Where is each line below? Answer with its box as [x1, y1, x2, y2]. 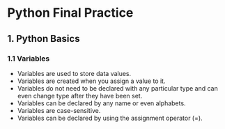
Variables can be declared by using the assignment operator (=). [17, 114, 203, 122]
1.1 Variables [7, 54, 50, 63]
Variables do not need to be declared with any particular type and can [17, 84, 218, 92]
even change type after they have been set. [17, 91, 143, 100]
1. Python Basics [7, 33, 80, 45]
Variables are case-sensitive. [17, 106, 101, 114]
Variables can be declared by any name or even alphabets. [17, 99, 186, 107]
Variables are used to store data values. [17, 69, 131, 77]
